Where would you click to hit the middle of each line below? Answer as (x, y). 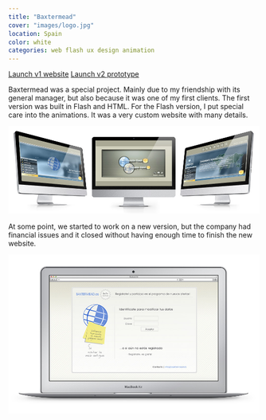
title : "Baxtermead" (43, 17)
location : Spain (35, 33)
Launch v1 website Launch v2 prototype (74, 74)
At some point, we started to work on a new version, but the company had (130, 226)
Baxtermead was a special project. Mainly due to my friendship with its (124, 90)
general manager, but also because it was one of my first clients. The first (129, 98)
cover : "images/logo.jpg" (51, 25)
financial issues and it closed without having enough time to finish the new (131, 235)
